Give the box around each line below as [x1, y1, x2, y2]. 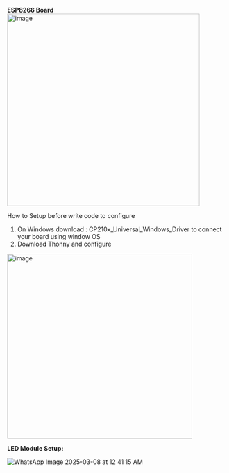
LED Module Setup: [7, 445, 64, 452]
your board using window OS [17, 233, 101, 240]
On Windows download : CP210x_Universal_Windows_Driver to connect [17, 225, 222, 233]
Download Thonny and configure [17, 240, 112, 248]
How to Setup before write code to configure [7, 212, 135, 219]
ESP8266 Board [7, 6, 54, 14]
